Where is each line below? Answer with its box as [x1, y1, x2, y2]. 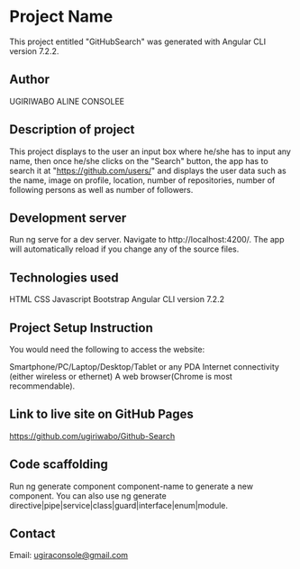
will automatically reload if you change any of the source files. [9, 243, 240, 254]
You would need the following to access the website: [9, 344, 205, 354]
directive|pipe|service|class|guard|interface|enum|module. [9, 500, 228, 510]
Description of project [9, 122, 135, 137]
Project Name [9, 6, 114, 27]
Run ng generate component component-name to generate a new [9, 481, 254, 491]
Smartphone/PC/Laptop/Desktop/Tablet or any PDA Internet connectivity [9, 362, 279, 372]
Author [9, 72, 50, 87]
